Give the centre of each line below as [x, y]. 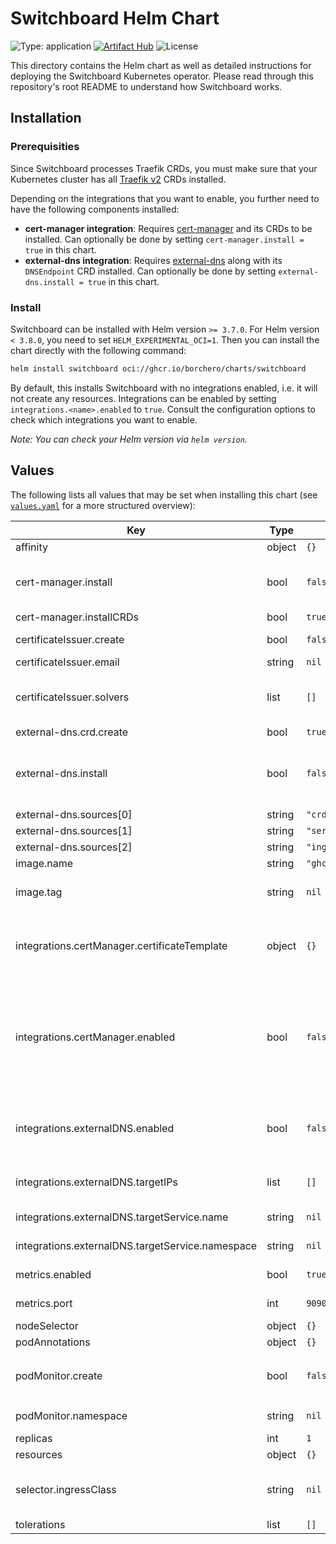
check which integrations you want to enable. [104, 419]
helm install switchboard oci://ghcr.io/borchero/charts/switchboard [158, 368]
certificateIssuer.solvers [72, 697]
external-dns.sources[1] [74, 830]
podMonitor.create [59, 1375]
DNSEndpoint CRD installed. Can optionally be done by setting [150, 271]
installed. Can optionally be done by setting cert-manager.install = [164, 239]
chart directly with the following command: [98, 350]
